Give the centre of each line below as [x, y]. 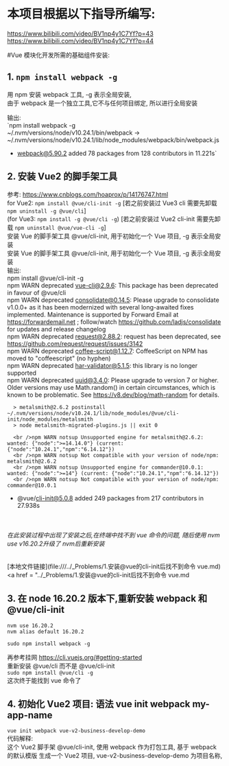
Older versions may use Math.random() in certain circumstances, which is [111, 387]
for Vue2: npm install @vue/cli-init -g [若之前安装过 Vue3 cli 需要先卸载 [112, 202]
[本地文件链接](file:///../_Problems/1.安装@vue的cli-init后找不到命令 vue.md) [114, 566]
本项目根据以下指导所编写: [81, 14]
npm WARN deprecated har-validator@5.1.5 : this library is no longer [102, 365]
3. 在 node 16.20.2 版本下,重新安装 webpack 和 [107, 599]
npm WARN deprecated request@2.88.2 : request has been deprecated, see [114, 336]
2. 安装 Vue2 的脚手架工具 [62, 177]
